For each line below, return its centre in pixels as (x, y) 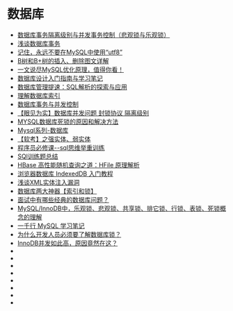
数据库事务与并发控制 (48, 104)
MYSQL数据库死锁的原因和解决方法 (68, 121)
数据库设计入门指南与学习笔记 (60, 78)
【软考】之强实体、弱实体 (54, 139)
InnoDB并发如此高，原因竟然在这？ (67, 243)
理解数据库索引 (39, 95)
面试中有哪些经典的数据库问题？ (63, 199)
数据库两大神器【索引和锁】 (57, 191)
